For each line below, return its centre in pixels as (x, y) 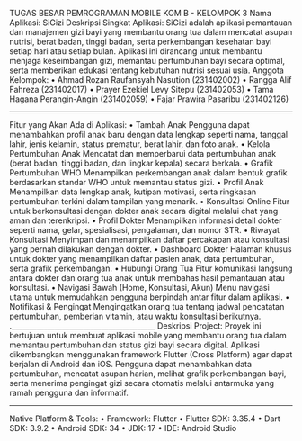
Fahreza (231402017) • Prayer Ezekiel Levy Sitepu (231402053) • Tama (142, 90)
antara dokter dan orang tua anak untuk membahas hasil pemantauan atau (147, 278)
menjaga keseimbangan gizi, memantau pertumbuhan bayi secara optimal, (147, 61)
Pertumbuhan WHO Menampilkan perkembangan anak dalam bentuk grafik (148, 173)
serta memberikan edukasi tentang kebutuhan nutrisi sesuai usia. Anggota (147, 70)
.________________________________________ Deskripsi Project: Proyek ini (135, 326)
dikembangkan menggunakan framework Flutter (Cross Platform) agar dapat (151, 354)
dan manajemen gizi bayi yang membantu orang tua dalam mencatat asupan (151, 32)
